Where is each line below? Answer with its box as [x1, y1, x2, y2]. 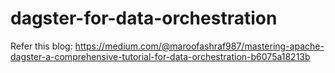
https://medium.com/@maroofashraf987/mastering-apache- [74, 40, 325, 52]
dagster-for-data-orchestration [10, 7, 278, 30]
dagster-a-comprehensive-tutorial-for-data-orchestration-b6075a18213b [10, 50, 311, 62]
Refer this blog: [10, 40, 73, 52]
